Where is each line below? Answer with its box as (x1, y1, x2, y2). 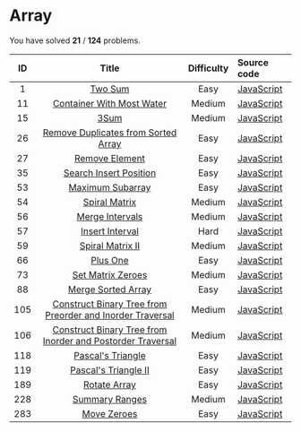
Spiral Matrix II (79, 239, 141, 252)
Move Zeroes (82, 407, 138, 419)
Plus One (90, 254, 129, 266)
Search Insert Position (63, 167, 157, 179)
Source (236, 56, 269, 68)
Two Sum (90, 82, 130, 95)
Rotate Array (83, 378, 136, 391)
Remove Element (74, 151, 146, 164)
